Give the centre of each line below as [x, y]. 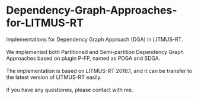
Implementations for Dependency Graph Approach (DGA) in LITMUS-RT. [95, 39]
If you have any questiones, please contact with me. [70, 90]
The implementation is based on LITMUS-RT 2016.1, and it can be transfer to [99, 71]
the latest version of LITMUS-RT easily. [54, 77]
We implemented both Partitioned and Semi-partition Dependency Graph [95, 52]
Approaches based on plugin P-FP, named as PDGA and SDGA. [83, 58]
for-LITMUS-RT [45, 23]
